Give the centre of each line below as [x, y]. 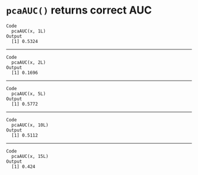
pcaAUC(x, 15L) [30, 156]
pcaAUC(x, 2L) [29, 62]
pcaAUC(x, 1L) [29, 31]
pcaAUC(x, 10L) [30, 125]
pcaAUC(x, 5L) [29, 94]
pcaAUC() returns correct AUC [79, 10]
